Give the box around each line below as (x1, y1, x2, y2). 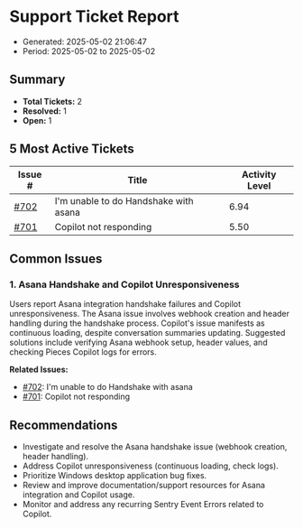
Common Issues (9, 251, 103, 266)
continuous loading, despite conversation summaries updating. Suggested (9, 328, 286, 338)
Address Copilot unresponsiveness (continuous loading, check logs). (22, 460, 280, 471)
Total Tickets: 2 (22, 96, 83, 107)
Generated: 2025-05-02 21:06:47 (22, 36, 147, 47)
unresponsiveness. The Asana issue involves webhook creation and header (9, 309, 290, 320)
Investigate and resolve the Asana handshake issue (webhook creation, (22, 441, 288, 452)
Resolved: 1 (22, 106, 68, 116)
